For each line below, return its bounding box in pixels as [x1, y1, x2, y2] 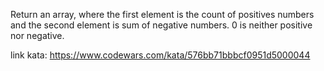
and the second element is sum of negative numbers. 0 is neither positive [10, 19, 313, 31]
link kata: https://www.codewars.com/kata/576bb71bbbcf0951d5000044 [10, 49, 311, 61]
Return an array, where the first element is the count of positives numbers [10, 9, 315, 20]
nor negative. [10, 30, 65, 41]
